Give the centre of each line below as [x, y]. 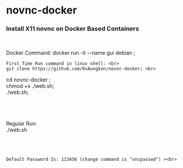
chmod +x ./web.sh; [30, 86]
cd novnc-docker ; [28, 80]
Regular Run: [21, 124]
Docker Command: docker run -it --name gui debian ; [71, 53]
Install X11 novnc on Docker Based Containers [73, 29]
